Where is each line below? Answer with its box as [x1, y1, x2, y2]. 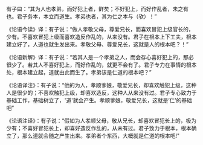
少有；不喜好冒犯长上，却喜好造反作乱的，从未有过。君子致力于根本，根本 [6, 124, 192, 132]
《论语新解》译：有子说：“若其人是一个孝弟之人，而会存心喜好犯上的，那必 [6, 54, 195, 60]
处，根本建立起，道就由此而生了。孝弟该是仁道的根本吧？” [6, 69, 152, 76]
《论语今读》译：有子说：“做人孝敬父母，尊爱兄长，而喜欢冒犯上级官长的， [6, 26, 195, 33]
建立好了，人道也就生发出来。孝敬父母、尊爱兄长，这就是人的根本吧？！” [6, 41, 189, 48]
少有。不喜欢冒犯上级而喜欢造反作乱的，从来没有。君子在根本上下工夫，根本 [6, 33, 197, 40]
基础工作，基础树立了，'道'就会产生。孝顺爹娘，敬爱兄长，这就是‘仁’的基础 [6, 97, 192, 104]
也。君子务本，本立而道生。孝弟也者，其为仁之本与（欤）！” [6, 13, 157, 20]
